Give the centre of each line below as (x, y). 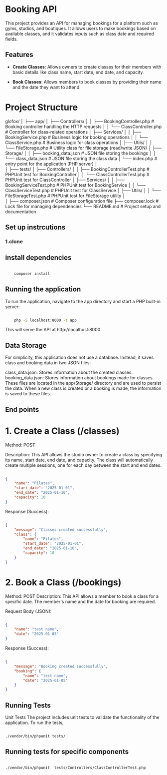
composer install (32, 274)
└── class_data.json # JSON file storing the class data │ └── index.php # (81, 158)
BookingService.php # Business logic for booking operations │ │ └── (77, 137)
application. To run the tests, (34, 723)
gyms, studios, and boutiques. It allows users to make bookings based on (81, 28)
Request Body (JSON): (28, 611)
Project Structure (42, 107)
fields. (12, 39)
